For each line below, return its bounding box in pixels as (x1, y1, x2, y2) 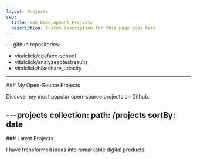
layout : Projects (6, 8, 49, 15)
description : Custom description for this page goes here (11, 25, 157, 31)
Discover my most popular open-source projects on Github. (6, 93, 150, 100)
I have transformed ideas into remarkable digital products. (6, 146, 147, 153)
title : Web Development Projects (11, 19, 93, 25)
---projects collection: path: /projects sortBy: (6, 110, 176, 120)
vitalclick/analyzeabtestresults (14, 59, 88, 66)
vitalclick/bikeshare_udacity (14, 65, 82, 72)
